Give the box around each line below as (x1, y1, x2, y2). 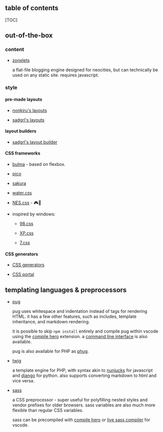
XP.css (19, 230, 34, 236)
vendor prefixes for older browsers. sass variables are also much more (12, 402, 156, 408)
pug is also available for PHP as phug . (12, 348, 89, 354)
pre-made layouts (5, 96, 43, 102)
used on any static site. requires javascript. (12, 72, 99, 78)
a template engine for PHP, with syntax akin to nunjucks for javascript (12, 368, 153, 373)
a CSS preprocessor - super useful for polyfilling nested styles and (12, 397, 148, 403)
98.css (19, 221, 33, 227)
